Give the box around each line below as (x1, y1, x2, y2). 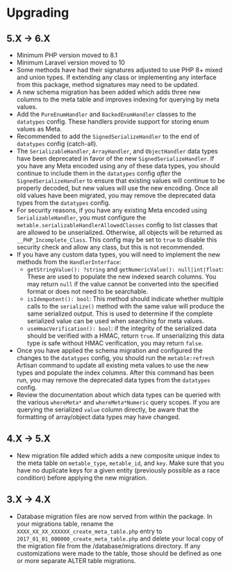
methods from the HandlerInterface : (16, 258, 122, 265)
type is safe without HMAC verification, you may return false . (26, 339, 204, 347)
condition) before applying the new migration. (16, 473, 148, 482)
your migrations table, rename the (16, 519, 114, 528)
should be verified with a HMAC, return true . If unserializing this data (26, 332, 225, 340)
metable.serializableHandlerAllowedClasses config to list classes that (16, 221, 218, 229)
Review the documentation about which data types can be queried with (16, 391, 221, 399)
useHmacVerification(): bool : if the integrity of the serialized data (26, 325, 217, 332)
